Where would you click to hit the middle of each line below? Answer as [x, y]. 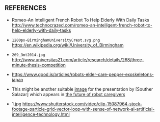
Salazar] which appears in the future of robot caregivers [68, 94]
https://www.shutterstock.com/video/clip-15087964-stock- [82, 104]
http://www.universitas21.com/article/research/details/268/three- [78, 60]
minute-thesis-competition [39, 65]
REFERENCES [26, 8]
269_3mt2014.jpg [28, 55]
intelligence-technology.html [40, 114]
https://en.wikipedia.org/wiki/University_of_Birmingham [67, 45]
